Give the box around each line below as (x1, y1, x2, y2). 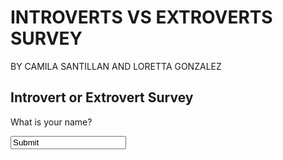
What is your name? (10, 116, 93, 128)
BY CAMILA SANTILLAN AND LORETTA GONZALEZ (10, 60, 222, 72)
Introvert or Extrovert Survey (10, 89, 194, 106)
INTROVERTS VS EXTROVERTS (10, 6, 273, 29)
